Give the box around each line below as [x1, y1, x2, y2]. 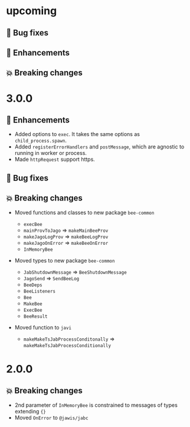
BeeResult [23, 313, 48, 319]
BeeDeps [23, 282, 42, 288]
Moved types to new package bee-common [14, 257, 115, 264]
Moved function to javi [14, 324, 72, 331]
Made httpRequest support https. [14, 156, 96, 163]
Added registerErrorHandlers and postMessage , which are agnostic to [14, 143, 185, 150]
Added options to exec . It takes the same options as [14, 131, 140, 138]
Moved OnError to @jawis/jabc [14, 414, 89, 421]
